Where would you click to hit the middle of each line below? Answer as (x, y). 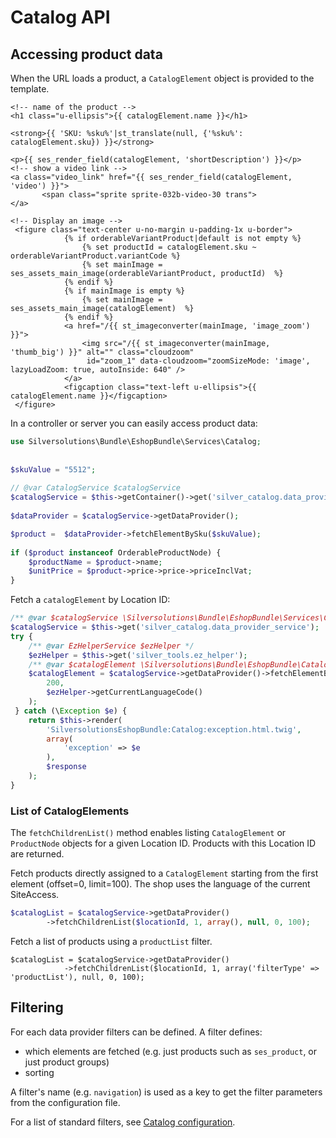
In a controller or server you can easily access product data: (134, 423)
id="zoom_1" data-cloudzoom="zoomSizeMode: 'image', (198, 361)
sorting (39, 1072)
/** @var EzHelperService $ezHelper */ (111, 646)
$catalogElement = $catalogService (102, 674)
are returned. (37, 854)
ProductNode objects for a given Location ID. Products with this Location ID (163, 843)
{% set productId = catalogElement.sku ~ (169, 247)
